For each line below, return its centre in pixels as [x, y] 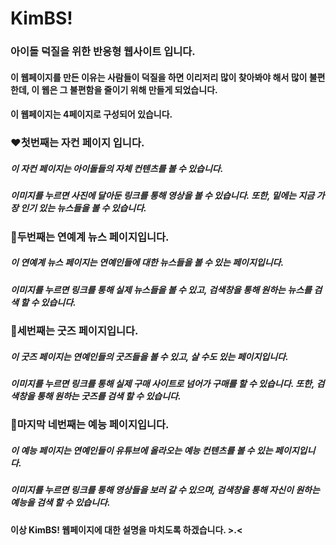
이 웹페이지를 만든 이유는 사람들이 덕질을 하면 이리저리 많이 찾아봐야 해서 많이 [159, 77]
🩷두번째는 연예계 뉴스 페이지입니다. [90, 237]
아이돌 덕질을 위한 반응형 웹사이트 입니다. [103, 52]
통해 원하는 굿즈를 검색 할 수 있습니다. [109, 396]
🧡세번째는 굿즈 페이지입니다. [74, 330]
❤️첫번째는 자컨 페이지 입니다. [77, 143]
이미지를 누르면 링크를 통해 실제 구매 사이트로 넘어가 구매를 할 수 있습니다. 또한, [162, 383]
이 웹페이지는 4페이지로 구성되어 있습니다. [91, 114]
